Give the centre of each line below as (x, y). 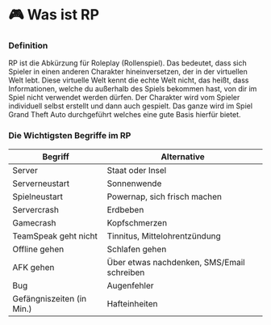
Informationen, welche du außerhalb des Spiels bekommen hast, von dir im (133, 89)
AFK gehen (33, 267)
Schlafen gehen (137, 249)
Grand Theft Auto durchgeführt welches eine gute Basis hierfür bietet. (125, 115)
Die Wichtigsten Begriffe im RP (70, 136)
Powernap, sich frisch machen (165, 196)
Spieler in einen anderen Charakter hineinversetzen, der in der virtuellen (128, 72)
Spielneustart (38, 196)
